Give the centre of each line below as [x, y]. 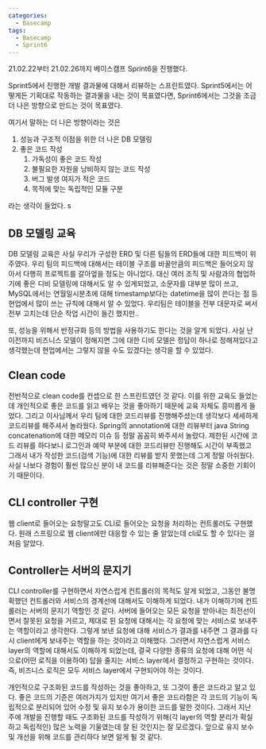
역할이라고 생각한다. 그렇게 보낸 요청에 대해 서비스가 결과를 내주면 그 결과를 [133, 631]
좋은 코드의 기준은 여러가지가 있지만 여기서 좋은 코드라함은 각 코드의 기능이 [134, 697]
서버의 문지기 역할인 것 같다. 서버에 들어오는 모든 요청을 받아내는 [129, 611]
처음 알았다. [27, 543]
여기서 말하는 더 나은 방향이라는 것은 [64, 122]
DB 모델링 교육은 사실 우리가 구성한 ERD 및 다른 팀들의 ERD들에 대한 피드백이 [128, 253]
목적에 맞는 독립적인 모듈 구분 [77, 189]
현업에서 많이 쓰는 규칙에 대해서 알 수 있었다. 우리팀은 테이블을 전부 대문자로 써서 [133, 303]
